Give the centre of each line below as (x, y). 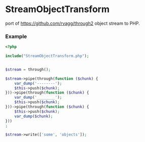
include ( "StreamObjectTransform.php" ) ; (47, 56)
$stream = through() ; (28, 69)
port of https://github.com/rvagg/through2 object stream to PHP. (72, 23)
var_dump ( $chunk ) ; (34, 116)
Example (16, 36)
